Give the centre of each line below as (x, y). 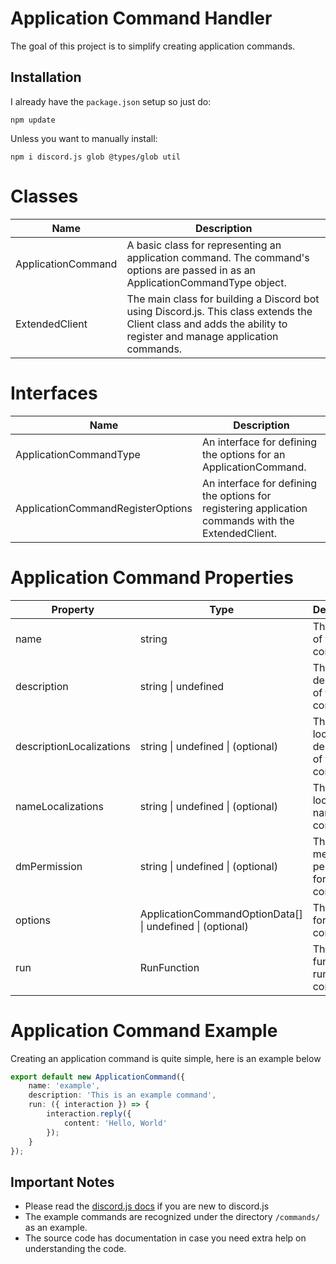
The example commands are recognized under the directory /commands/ (172, 1217)
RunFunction (169, 967)
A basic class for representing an (204, 245)
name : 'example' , (64, 1086)
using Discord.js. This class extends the (219, 311)
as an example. (56, 1228)
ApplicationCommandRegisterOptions (104, 508)
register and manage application (202, 336)
